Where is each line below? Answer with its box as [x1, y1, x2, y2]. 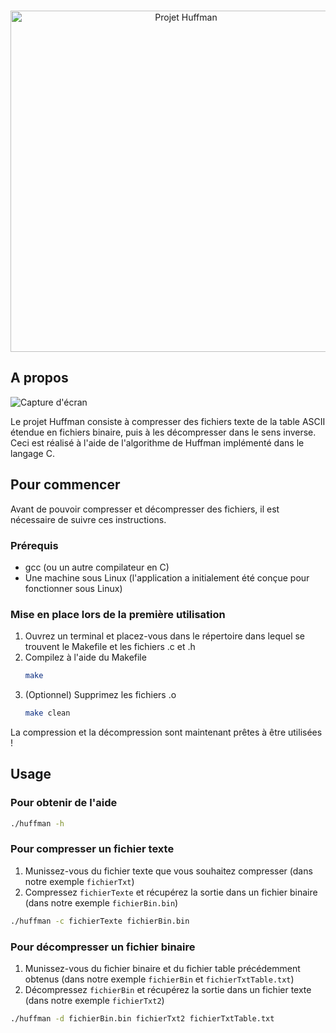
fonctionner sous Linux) [24, 582, 123, 594]
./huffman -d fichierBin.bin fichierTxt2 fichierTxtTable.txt [10, 1014, 275, 1024]
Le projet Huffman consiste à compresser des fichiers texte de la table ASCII [10, 415, 326, 427]
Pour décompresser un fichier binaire [10, 940, 196, 954]
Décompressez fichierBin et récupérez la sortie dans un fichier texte [24, 984, 312, 995]
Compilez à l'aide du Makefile [24, 651, 147, 664]
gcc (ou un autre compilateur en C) [24, 561, 170, 573]
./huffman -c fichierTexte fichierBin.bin [10, 916, 190, 926]
